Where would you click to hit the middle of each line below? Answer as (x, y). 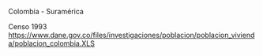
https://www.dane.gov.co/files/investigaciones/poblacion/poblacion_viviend (131, 35)
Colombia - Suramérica (46, 11)
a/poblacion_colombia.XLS (51, 43)
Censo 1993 (28, 26)
